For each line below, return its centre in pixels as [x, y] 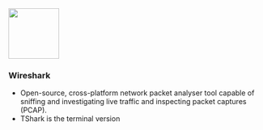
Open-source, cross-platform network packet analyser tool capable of [137, 93]
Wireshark [30, 75]
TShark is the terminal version [70, 119]
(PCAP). [33, 110]
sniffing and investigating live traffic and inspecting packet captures [133, 102]
